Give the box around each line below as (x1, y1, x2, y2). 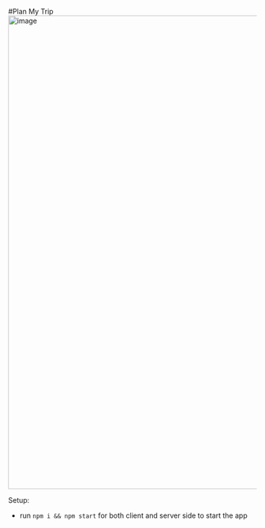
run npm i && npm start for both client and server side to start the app (19, 511, 248, 520)
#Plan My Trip (8, 7, 54, 16)
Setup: (8, 496, 30, 504)
